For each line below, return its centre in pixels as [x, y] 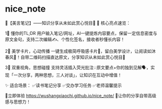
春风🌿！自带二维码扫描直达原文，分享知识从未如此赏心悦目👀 [65, 57]
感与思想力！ [18, 101]
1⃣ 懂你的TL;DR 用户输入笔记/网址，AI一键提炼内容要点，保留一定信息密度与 [81, 33]
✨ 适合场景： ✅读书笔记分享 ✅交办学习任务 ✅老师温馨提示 [64, 85]
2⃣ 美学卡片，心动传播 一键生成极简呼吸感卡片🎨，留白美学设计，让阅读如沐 [81, 51]
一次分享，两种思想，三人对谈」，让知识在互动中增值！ [68, 75]
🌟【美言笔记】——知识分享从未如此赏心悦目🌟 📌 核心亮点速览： [68, 23]
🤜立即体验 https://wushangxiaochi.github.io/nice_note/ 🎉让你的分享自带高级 [81, 95]
